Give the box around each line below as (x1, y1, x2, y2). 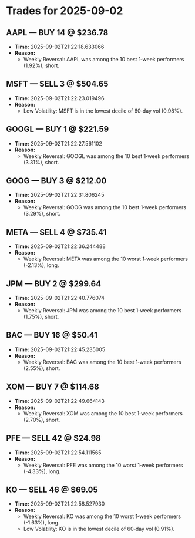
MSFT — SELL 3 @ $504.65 (6, 79, 109, 89)
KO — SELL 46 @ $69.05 (6, 484, 98, 494)
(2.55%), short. (23, 364, 60, 372)
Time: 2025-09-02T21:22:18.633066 (14, 43, 105, 50)
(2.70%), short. (23, 416, 60, 423)
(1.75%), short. (23, 313, 59, 321)
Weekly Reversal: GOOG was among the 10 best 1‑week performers (23, 204, 187, 211)
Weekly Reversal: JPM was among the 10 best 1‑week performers (23, 307, 182, 314)
